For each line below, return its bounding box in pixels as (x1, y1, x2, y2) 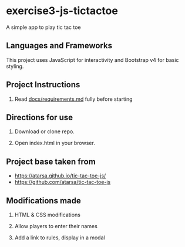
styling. (6, 62, 24, 70)
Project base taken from (6, 156, 96, 166)
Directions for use (6, 112, 73, 122)
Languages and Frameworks (6, 41, 113, 51)
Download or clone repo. (14, 128, 75, 135)
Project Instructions (6, 80, 80, 90)
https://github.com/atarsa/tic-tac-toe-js (14, 179, 111, 186)
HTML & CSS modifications (14, 211, 81, 218)
